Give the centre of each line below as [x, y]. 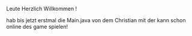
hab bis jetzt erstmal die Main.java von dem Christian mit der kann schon [96, 20]
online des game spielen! [37, 27]
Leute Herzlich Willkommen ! [42, 9]
